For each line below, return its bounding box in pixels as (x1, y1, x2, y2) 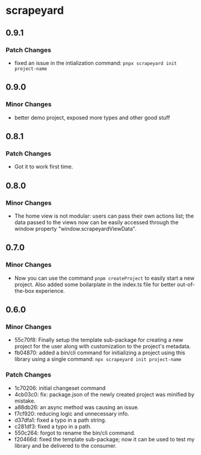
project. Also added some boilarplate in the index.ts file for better (14, 281, 176, 288)
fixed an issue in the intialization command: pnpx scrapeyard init (14, 59, 177, 66)
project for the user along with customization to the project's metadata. (14, 343, 191, 350)
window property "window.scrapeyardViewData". (14, 225, 137, 232)
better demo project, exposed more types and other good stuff (14, 114, 170, 121)
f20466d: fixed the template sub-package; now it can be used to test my (14, 435, 195, 443)
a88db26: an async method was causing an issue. (14, 403, 140, 410)
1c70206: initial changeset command (14, 384, 106, 392)
